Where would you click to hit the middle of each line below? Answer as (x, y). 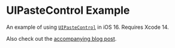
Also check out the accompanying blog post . (61, 38)
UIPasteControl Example (68, 10)
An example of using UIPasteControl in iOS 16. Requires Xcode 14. (87, 27)
